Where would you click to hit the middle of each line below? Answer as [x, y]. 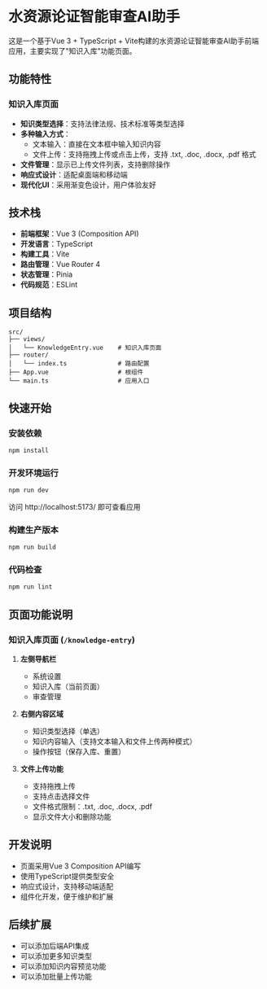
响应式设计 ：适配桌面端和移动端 [74, 174]
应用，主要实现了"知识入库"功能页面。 [72, 50]
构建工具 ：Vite [45, 254]
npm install [28, 450]
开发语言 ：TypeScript [57, 244]
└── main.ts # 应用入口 [79, 381]
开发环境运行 [34, 473]
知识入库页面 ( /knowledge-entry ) [72, 640]
